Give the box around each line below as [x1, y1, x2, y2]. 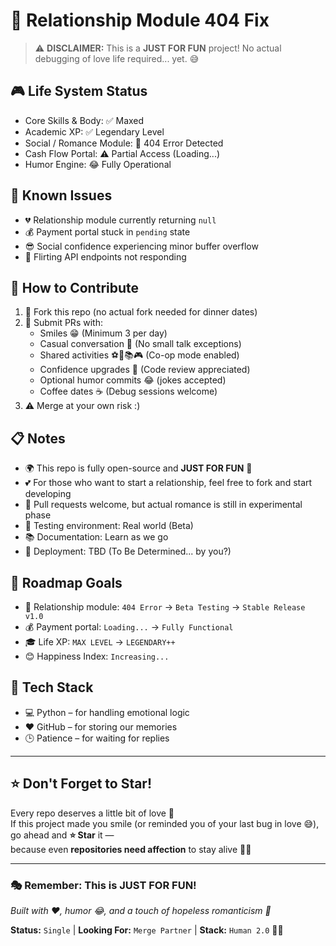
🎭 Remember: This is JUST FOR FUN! [10, 878, 197, 892]
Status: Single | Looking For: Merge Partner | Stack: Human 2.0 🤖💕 [10, 924, 284, 936]
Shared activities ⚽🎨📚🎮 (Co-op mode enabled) [39, 349, 240, 361]
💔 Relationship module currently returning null [24, 214, 217, 226]
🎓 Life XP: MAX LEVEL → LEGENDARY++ [24, 636, 176, 648]
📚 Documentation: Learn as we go [24, 531, 169, 543]
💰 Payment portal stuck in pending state [24, 225, 191, 238]
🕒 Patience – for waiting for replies [24, 732, 170, 744]
